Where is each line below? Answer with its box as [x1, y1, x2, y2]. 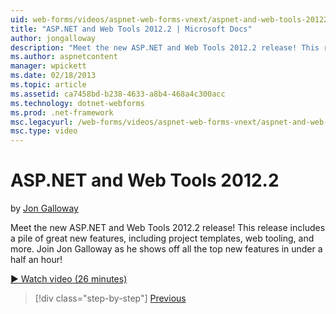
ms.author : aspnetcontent [10, 52, 118, 62]
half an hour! [10, 254, 63, 266]
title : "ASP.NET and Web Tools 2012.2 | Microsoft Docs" [10, 24, 253, 34]
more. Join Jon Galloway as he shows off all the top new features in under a [10, 243, 323, 255]
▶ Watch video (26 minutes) [10, 273, 128, 285]
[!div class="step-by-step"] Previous [34, 292, 187, 305]
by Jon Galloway [10, 202, 79, 215]
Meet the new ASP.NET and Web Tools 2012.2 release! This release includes [10, 222, 326, 234]
